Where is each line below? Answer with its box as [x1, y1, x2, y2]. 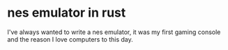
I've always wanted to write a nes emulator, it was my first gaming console [7, 28, 221, 36]
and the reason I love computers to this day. [7, 35, 134, 43]
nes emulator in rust [7, 5, 126, 21]
